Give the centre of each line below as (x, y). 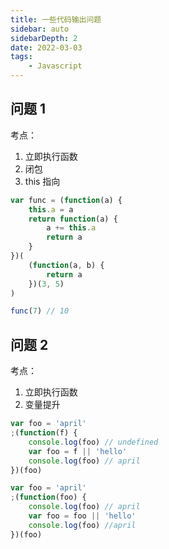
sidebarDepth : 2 (44, 38)
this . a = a (51, 209)
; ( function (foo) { (48, 497)
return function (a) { (73, 219)
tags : (21, 57)
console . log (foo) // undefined (93, 442)
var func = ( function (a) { (66, 200)
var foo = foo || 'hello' (82, 516)
